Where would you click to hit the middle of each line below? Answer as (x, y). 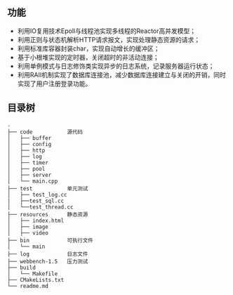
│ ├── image (28, 227)
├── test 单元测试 (48, 188)
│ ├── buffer (29, 138)
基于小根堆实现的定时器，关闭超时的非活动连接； (88, 57)
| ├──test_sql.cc (36, 201)
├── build (22, 268)
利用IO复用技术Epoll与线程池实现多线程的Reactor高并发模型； (107, 31)
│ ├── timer (28, 163)
